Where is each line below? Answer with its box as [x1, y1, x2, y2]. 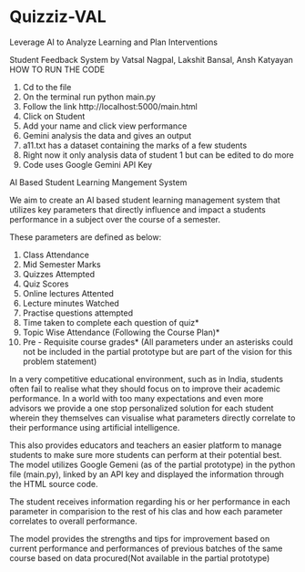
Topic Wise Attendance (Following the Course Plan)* [22, 327, 220, 338]
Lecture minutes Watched [22, 297, 120, 308]
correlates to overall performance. [9, 515, 138, 526]
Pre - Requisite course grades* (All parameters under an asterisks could [22, 336, 294, 348]
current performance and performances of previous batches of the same [9, 543, 283, 554]
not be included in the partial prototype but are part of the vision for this [22, 346, 293, 357]
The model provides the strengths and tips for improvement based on [9, 533, 270, 544]
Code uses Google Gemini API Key [22, 159, 153, 170]
